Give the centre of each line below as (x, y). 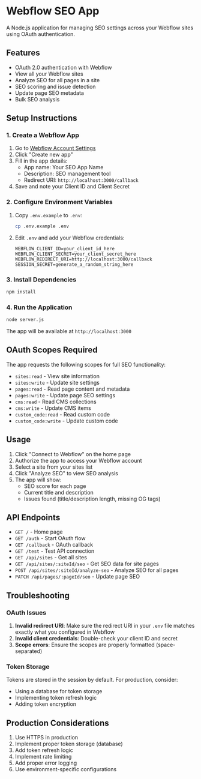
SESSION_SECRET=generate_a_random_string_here (74, 264)
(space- (166, 645)
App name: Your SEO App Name (64, 167)
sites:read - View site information (57, 376)
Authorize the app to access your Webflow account (78, 460)
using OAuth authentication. (40, 34)
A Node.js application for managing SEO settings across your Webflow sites (100, 28)
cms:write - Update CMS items (53, 408)
